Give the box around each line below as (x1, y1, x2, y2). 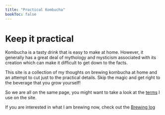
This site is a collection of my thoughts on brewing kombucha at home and (5, 70, 158, 76)
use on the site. (5, 95, 37, 101)
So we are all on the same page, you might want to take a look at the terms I (5, 89, 160, 95)
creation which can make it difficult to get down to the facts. (5, 60, 128, 66)
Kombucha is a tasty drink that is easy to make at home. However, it (5, 49, 144, 55)
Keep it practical (5, 33, 74, 44)
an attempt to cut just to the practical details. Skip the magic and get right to (5, 75, 161, 80)
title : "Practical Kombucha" (5, 7, 65, 12)
